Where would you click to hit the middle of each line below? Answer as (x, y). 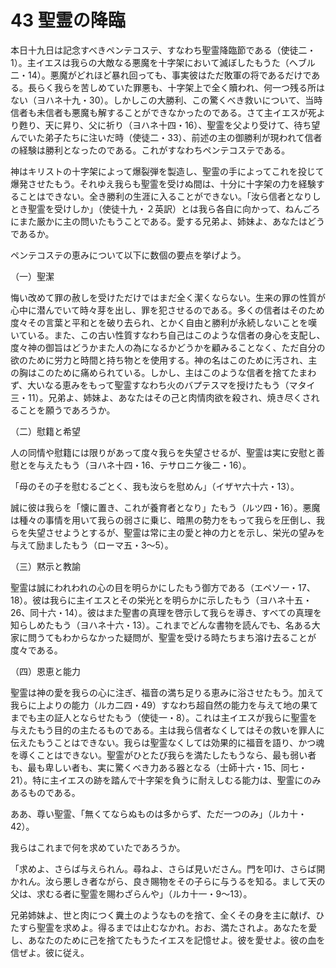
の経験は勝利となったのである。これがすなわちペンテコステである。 (150, 150)
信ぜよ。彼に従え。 (50, 952)
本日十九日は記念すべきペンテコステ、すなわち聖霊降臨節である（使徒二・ (163, 50)
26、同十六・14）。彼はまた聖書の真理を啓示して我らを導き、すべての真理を (166, 612)
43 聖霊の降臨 (68, 20)
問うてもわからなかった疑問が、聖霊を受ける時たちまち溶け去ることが (172, 637)
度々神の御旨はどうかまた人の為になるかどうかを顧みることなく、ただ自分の (168, 347)
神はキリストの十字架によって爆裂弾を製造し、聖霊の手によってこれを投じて (167, 171)
